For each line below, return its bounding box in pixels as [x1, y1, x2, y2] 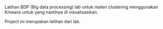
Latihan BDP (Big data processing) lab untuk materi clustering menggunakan [4, 4, 159, 10]
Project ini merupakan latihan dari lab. [4, 19, 81, 24]
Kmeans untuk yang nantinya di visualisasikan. [4, 9, 99, 15]
